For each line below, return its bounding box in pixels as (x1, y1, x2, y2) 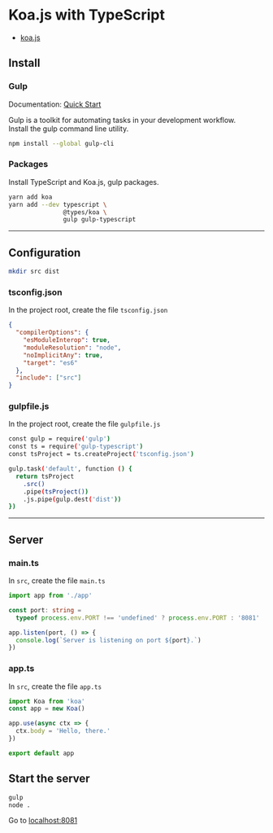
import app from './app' (8, 592, 93, 600)
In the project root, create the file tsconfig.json (8, 305, 168, 315)
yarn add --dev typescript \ (8, 200, 107, 208)
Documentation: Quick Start (8, 99, 102, 109)
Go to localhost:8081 (8, 816, 78, 826)
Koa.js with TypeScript (8, 6, 165, 24)
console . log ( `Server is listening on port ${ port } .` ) (15, 636, 201, 644)
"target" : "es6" (23, 358, 79, 367)
